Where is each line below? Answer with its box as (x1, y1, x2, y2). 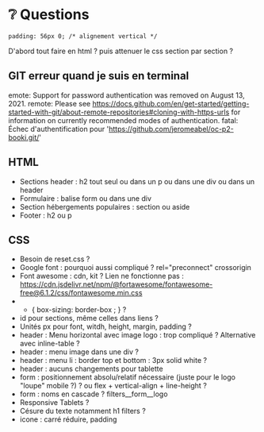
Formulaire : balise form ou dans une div (19, 193, 152, 203)
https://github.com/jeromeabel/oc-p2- (108, 124, 234, 133)
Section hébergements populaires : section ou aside (19, 202, 190, 211)
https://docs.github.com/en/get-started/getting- (92, 98, 250, 108)
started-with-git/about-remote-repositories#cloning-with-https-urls (8, 107, 230, 117)
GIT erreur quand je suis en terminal (8, 69, 189, 83)
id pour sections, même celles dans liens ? (19, 314, 159, 323)
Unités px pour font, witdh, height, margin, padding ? (19, 322, 192, 331)
